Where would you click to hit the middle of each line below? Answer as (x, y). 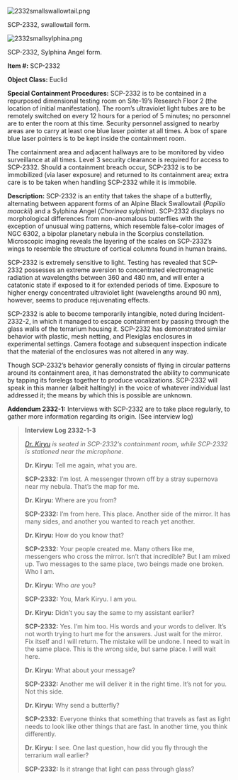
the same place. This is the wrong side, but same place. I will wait (120, 649)
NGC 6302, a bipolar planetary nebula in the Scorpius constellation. (106, 233)
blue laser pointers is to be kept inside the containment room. (97, 139)
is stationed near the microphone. (74, 451)
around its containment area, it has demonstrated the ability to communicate (119, 373)
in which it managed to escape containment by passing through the (131, 321)
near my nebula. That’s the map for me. (82, 486)
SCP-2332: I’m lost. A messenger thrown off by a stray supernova (121, 479)
